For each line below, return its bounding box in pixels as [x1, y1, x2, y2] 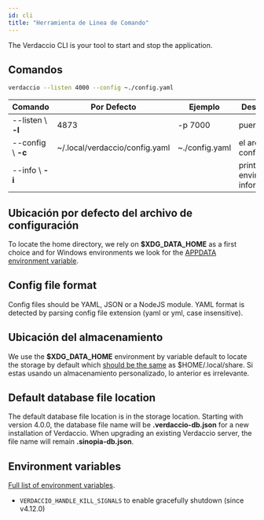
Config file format [8, 279, 97, 292]
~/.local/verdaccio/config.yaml [57, 142, 170, 153]
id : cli [8, 11, 34, 20]
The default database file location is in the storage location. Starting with [8, 412, 244, 421]
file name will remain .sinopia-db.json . [8, 437, 134, 446]
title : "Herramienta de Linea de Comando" [8, 19, 149, 27]
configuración [8, 218, 79, 232]
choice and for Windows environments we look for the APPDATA [8, 248, 217, 257]
